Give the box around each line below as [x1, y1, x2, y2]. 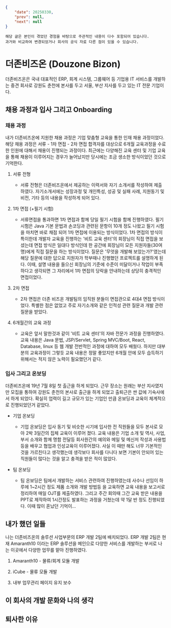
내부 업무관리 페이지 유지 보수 [12, 579, 71, 586]
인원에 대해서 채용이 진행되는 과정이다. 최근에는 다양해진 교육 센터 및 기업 [10, 148, 157, 153]
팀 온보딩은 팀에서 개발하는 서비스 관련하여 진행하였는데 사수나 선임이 [20, 477, 158, 484]
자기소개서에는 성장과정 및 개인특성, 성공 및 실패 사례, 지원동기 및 [35, 189, 165, 194]
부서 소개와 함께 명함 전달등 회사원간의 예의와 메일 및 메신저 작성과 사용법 [20, 436, 166, 443]
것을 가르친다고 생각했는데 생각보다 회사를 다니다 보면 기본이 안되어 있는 [20, 449, 164, 455]
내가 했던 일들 [5, 519, 46, 528]
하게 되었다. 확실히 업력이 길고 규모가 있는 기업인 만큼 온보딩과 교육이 [10, 395, 148, 402]
